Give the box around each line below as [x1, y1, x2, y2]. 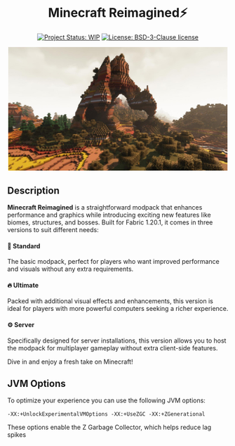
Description [7, 184, 60, 196]
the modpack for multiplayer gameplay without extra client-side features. [7, 343, 218, 352]
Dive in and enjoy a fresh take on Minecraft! [7, 357, 133, 366]
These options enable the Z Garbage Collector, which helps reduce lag [7, 423, 212, 432]
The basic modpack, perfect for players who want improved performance [7, 257, 220, 266]
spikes [7, 431, 27, 439]
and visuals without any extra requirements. [7, 265, 134, 274]
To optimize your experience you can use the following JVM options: [7, 396, 206, 404]
